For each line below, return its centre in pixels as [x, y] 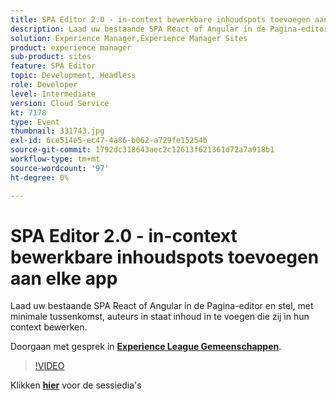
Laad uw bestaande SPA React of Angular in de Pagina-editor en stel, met [162, 306]
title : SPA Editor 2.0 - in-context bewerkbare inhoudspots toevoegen [160, 19]
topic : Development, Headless [73, 76]
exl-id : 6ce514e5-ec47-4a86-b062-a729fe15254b [109, 141]
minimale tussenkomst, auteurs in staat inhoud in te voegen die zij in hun [160, 317]
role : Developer [44, 85]
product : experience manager [71, 47]
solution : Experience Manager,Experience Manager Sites [129, 38]
